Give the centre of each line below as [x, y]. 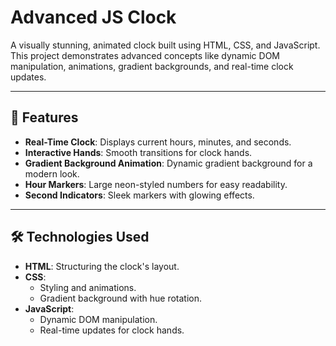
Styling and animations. [88, 287]
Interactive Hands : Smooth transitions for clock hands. [138, 152]
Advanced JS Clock [93, 17]
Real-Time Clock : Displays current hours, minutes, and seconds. [158, 142]
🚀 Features [44, 117]
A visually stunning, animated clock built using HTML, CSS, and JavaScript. [165, 45]
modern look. [52, 173]
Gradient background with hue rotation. [121, 298]
